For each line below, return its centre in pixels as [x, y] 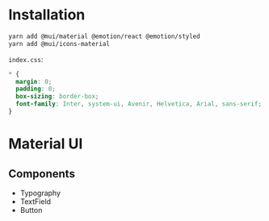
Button [31, 210]
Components [42, 174]
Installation [47, 15]
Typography [40, 193]
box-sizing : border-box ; [57, 97]
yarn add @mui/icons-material [59, 44]
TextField [35, 201]
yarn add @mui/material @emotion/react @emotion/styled [104, 36]
